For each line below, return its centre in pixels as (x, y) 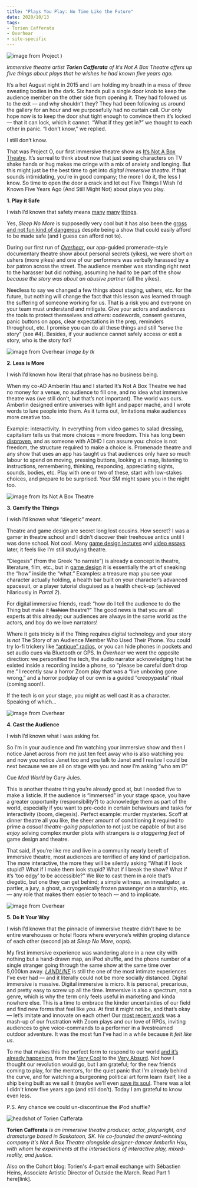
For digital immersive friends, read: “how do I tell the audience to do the (94, 604)
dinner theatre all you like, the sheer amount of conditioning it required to (95, 820)
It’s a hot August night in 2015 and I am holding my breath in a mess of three (99, 85)
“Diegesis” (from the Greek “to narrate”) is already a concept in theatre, (93, 561)
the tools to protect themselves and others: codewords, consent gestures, (96, 315)
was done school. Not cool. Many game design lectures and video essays (96, 543)
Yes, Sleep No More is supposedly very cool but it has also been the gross (97, 223)
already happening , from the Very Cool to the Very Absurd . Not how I (90, 1058)
